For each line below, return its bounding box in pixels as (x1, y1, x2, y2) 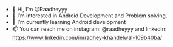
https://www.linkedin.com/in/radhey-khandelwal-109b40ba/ (12, 34, 163, 41)
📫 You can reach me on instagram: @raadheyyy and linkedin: (12, 25, 167, 33)
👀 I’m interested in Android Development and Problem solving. (12, 12, 168, 19)
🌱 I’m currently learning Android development (12, 19, 126, 25)
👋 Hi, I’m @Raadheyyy (12, 6, 68, 13)
